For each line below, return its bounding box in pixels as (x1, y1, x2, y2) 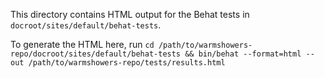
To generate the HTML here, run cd (10, 39, 155, 50)
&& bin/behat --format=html (184, 49, 302, 59)
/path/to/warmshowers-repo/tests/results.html (28, 58, 226, 68)
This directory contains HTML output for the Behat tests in (10, 9, 250, 20)
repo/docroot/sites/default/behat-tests (10, 49, 182, 59)
